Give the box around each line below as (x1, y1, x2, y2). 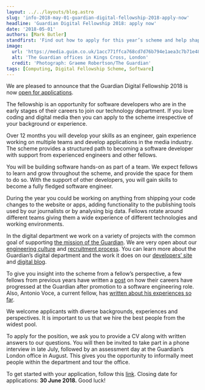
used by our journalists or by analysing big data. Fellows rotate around (6, 208, 183, 215)
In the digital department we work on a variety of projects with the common (6, 233, 196, 240)
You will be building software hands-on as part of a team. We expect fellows (6, 163, 198, 171)
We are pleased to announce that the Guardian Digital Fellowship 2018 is (6, 82, 189, 90)
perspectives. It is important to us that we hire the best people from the (6, 314, 185, 322)
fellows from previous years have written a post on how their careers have (6, 276, 193, 284)
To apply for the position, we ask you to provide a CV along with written (6, 333, 186, 340)
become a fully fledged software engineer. (6, 182, 113, 190)
